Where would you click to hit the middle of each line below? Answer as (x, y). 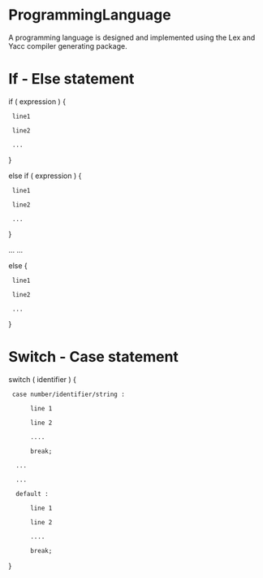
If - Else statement (71, 79)
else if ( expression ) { (45, 176)
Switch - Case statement (93, 357)
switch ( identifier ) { (43, 379)
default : (32, 493)
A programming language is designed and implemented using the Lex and (132, 37)
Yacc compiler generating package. (68, 46)
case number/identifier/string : (69, 394)
